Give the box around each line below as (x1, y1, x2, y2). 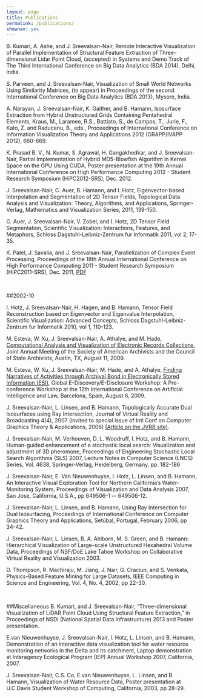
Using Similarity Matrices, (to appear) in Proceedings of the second (6, 86, 175, 94)
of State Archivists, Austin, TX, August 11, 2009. (6, 354, 125, 362)
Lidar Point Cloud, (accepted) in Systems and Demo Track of (38, 55, 190, 63)
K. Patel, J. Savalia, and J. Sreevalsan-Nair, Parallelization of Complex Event (6, 249, 196, 256)
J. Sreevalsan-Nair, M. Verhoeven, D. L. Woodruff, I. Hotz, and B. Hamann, (6, 435, 191, 442)
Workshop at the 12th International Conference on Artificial (36, 386, 183, 393)
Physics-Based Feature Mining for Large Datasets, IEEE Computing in (6, 573, 179, 580)
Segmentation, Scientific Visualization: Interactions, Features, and (6, 225, 171, 232)
